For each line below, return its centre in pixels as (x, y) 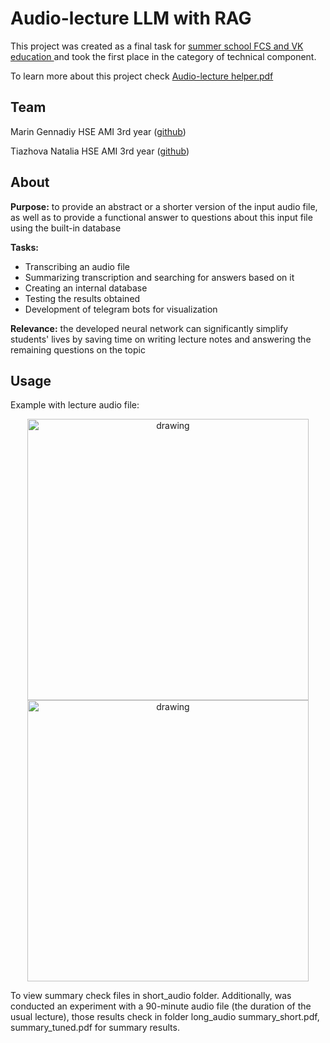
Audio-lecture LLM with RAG (131, 18)
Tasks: (24, 247)
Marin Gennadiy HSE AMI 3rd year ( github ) (98, 131)
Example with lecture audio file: (75, 405)
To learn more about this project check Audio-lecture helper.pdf (142, 76)
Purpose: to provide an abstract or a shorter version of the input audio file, (164, 206)
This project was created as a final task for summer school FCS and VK (157, 46)
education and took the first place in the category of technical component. (163, 56)
